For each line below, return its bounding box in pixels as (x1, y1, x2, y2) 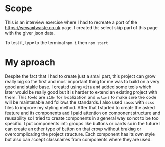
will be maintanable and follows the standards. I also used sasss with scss (5, 99, 154, 105)
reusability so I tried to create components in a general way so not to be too (5, 115, 159, 121)
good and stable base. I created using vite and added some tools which (5, 84, 152, 90)
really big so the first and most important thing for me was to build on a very (5, 78, 160, 84)
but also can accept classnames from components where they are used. (5, 136, 152, 142)
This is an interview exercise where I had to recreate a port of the (5, 19, 137, 25)
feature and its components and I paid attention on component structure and (5, 110, 161, 116)
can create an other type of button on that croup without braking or (5, 126, 142, 132)
